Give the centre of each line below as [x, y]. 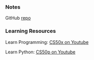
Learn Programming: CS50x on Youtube [47, 42]
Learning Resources [30, 31]
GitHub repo [18, 18]
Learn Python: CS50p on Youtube [40, 52]
